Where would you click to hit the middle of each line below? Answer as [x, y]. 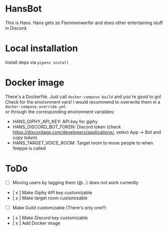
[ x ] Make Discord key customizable [50, 217]
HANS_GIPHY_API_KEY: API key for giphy [55, 121]
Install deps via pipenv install [37, 62]
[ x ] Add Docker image [36, 223]
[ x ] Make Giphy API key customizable [52, 192]
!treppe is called [29, 148]
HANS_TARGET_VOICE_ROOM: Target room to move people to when [83, 143]
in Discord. [16, 28]
